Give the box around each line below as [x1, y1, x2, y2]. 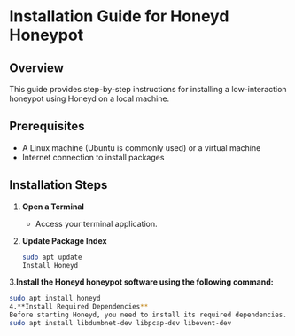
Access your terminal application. [35, 218, 158, 229]
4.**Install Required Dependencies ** [9, 302, 149, 311]
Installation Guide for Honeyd [9, 6, 229, 27]
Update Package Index [21, 235, 108, 246]
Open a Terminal [21, 201, 84, 212]
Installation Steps [9, 177, 108, 192]
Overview [9, 60, 65, 75]
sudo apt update [21, 253, 82, 262]
